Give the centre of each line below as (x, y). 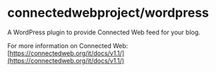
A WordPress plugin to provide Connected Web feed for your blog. (104, 32)
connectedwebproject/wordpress (108, 13)
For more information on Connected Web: (68, 45)
